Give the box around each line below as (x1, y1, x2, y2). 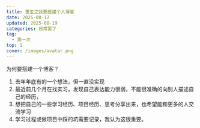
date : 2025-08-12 (6, 14, 50, 20)
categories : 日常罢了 (6, 25, 57, 32)
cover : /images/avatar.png (6, 48, 74, 54)
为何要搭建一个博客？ (6, 65, 59, 72)
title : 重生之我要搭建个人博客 (6, 8, 74, 15)
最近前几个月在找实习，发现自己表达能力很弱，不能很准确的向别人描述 (14, 85, 189, 93)
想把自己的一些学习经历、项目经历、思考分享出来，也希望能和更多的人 (14, 100, 189, 108)
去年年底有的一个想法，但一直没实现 (14, 78, 105, 85)
